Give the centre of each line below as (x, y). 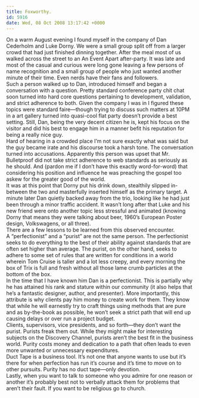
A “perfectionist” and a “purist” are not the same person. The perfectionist (97, 236)
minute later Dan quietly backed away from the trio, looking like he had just (98, 198)
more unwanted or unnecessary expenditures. (63, 350)
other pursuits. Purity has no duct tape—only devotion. (74, 369)
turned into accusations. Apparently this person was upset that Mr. (88, 154)
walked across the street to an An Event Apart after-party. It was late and (96, 59)
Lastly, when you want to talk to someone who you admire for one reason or (99, 376)
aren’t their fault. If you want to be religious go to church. (76, 388)
